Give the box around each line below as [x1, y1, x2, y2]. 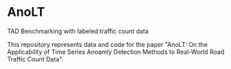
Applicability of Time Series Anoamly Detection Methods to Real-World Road [7, 48, 225, 56]
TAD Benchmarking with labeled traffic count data [7, 27, 149, 35]
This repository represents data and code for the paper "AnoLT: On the [7, 40, 208, 48]
